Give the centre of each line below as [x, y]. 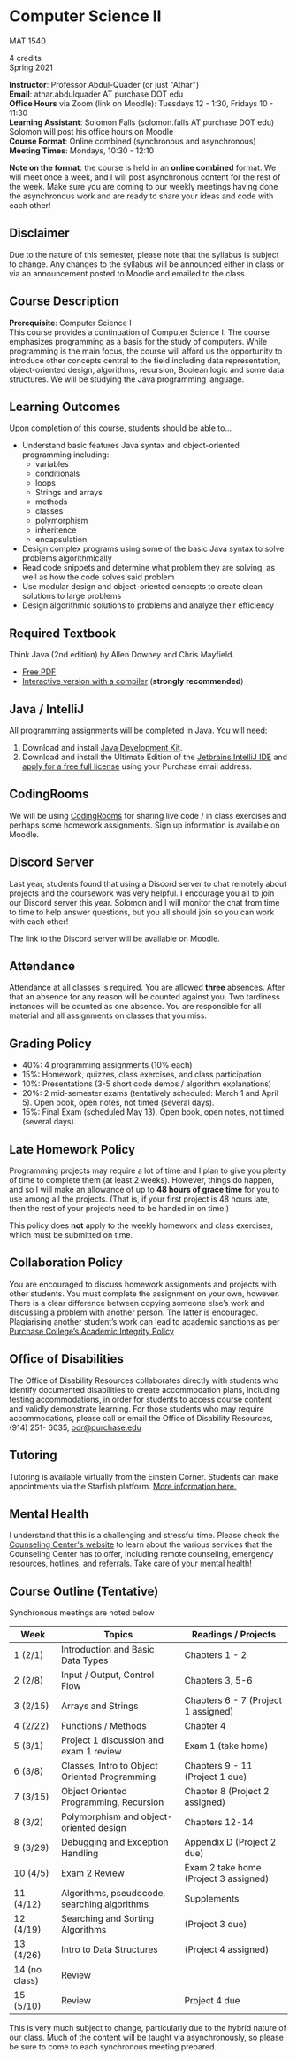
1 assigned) [209, 1712]
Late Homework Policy [72, 1149]
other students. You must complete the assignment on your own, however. [145, 1293]
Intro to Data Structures [109, 1949]
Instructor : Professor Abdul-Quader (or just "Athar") [104, 84]
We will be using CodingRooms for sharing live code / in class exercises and [148, 815]
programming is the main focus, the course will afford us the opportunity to [146, 351]
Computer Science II [85, 16]
